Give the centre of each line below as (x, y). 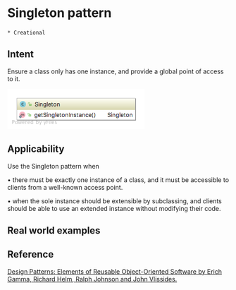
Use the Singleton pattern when (54, 166)
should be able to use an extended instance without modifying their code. (114, 208)
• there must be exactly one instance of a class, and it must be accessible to (118, 180)
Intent (20, 54)
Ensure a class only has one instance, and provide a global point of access (116, 71)
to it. (14, 78)
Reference (31, 254)
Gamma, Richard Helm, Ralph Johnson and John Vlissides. (92, 279)
